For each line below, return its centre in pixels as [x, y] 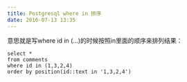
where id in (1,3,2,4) [40, 65]
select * [20, 53]
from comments [28, 59]
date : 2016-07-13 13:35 [42, 20]
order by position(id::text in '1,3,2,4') [69, 72]
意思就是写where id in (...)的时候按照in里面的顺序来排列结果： [95, 40]
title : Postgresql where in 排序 [54, 13]
